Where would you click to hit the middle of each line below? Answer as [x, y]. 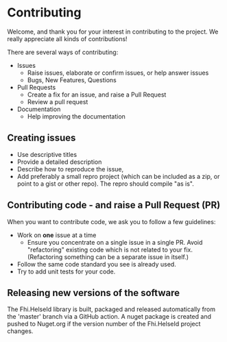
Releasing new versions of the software [94, 293]
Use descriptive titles [47, 154]
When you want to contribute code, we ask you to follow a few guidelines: [111, 221]
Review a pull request [58, 101]
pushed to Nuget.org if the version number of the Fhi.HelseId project [104, 324]
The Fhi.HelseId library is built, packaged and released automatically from [111, 309]
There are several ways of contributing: [63, 52]
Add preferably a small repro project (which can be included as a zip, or [118, 176]
